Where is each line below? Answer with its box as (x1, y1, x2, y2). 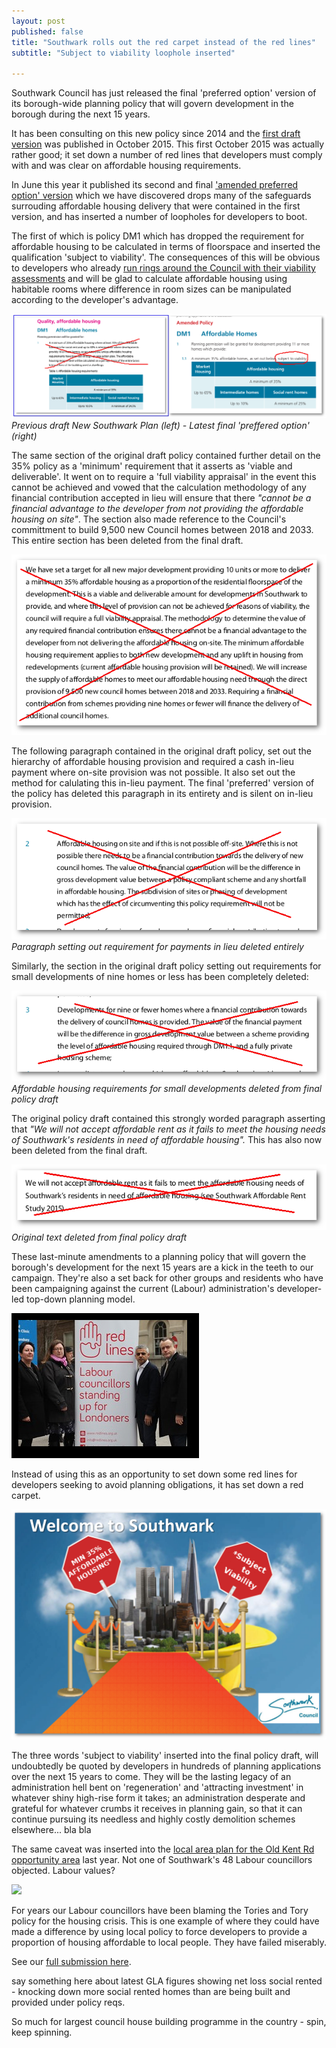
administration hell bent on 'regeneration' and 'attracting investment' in (11, 1781, 304, 1793)
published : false (11, 26, 84, 37)
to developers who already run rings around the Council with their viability (11, 262, 316, 274)
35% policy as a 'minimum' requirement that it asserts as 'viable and (11, 460, 293, 472)
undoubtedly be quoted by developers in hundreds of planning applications (11, 1760, 322, 1772)
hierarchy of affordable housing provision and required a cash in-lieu (11, 756, 295, 768)
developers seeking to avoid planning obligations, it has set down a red (11, 1479, 304, 1491)
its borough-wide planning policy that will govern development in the (11, 98, 294, 110)
